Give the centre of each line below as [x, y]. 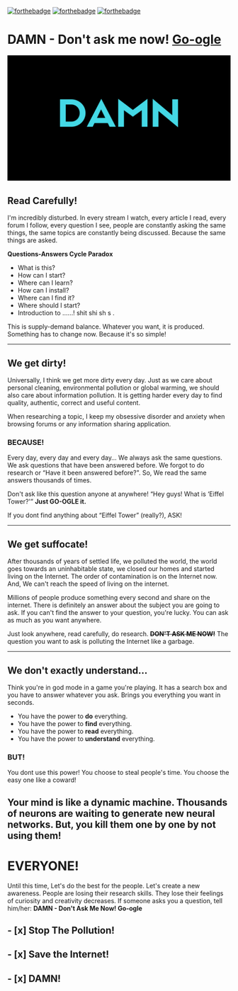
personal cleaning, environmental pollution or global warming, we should [113, 388]
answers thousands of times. [50, 480]
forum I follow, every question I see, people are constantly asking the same [117, 225]
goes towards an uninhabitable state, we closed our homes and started [111, 569]
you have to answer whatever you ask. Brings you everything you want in [114, 695]
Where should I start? [49, 305]
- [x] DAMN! [34, 979]
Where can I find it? [46, 298]
